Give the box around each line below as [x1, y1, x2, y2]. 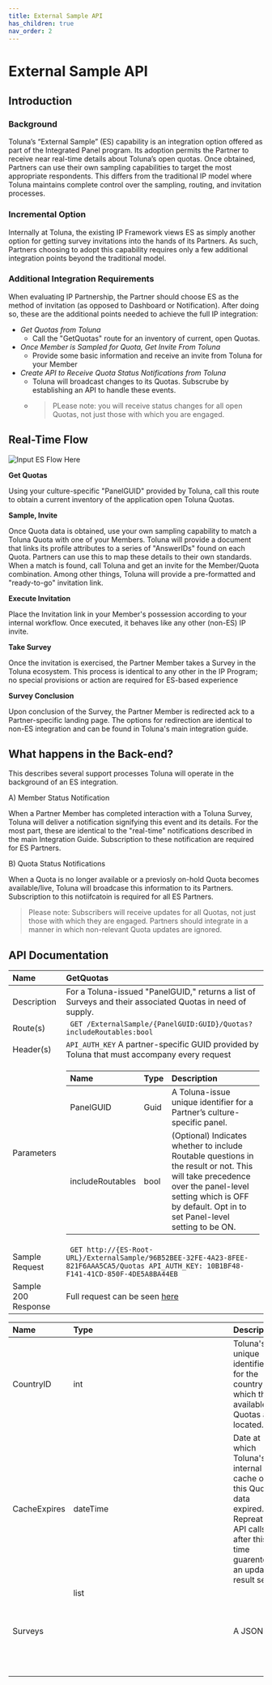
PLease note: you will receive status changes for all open [52, 401, 243, 411]
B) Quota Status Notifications [8, 859, 106, 869]
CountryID [12, 1378, 52, 1390]
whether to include [171, 1141, 243, 1152]
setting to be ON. [171, 1222, 236, 1233]
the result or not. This [171, 1161, 253, 1172]
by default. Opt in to [171, 1201, 247, 1213]
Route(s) [12, 1023, 46, 1034]
